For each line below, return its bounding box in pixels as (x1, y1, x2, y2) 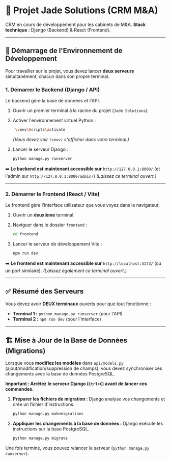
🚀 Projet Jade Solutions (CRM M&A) (5, 5, 158, 16)
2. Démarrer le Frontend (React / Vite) (5, 191, 100, 198)
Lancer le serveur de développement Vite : (12, 240, 102, 247)
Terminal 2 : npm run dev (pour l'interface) (12, 316, 101, 322)
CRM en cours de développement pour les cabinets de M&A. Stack (5, 21, 146, 28)
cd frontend (12, 232, 38, 237)
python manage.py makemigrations (12, 411, 84, 417)
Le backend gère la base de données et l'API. (5, 98, 100, 104)
